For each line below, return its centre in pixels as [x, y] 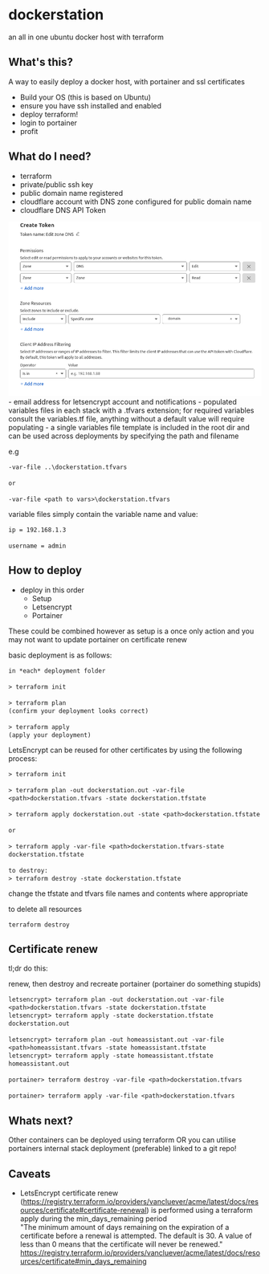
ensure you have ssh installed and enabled [91, 105]
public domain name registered [71, 193]
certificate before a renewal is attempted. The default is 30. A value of [136, 1236]
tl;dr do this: [28, 968]
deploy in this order [52, 590]
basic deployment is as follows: [60, 655]
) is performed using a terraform [200, 1211]
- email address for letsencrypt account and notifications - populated [122, 401]
